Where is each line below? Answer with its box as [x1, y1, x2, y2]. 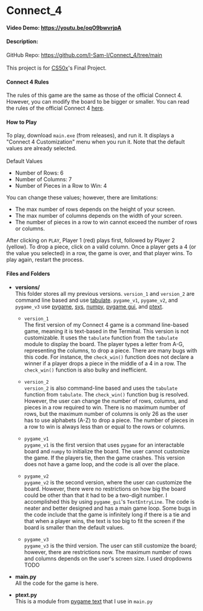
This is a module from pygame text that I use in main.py [15, 598, 153, 605]
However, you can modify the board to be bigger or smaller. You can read [6, 98, 190, 105]
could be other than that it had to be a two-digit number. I [24, 492, 168, 499]
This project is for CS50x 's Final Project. [6, 64, 107, 72]
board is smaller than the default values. [24, 524, 125, 531]
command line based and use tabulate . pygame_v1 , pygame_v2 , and [15, 296, 178, 304]
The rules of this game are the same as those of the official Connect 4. [6, 92, 183, 99]
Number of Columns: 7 [15, 176, 72, 183]
